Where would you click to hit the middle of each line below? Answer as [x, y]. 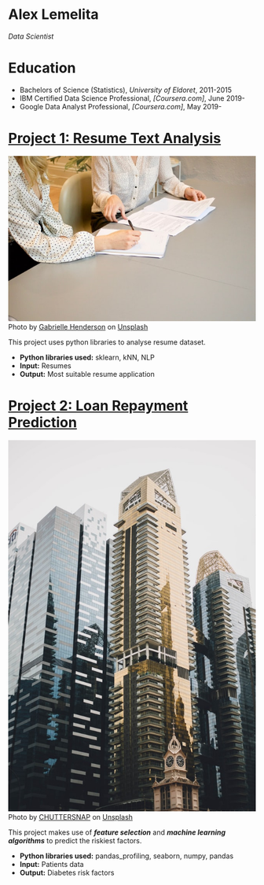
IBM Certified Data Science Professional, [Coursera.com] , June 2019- [132, 98]
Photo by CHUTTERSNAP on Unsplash [71, 817]
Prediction [42, 423]
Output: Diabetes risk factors [67, 873]
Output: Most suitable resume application [87, 374]
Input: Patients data [51, 865]
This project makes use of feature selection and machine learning [117, 832]
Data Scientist [31, 36]
